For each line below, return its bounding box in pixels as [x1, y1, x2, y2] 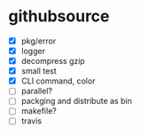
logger [20, 46, 46, 56]
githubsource [8, 6, 110, 27]
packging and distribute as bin [20, 96, 132, 106]
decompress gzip [20, 56, 85, 67]
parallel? [20, 86, 52, 97]
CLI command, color [20, 75, 96, 86]
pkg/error [20, 35, 57, 46]
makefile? [20, 106, 57, 116]
